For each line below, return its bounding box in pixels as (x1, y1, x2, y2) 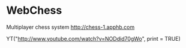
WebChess (6, 4, 62, 17)
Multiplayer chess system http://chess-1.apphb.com (6, 23, 135, 31)
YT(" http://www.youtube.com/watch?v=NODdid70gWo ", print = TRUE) (6, 35, 181, 42)
